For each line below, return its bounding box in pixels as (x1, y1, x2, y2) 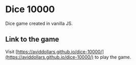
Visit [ (5, 48, 18, 54)
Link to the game (5, 35, 60, 44)
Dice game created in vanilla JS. (5, 20, 73, 26)
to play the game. (94, 54, 131, 60)
